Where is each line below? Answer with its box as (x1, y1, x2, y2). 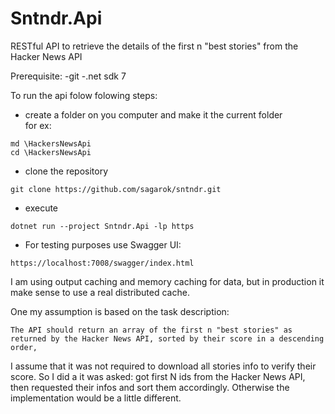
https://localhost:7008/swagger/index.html (10, 258, 195, 268)
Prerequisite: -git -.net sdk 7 (10, 70, 127, 82)
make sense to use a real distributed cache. (10, 286, 190, 298)
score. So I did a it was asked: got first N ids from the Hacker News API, (10, 370, 306, 382)
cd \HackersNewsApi (10, 147, 92, 157)
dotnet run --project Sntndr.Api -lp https (10, 221, 195, 231)
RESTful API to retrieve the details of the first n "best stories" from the (10, 40, 299, 52)
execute (24, 202, 59, 214)
